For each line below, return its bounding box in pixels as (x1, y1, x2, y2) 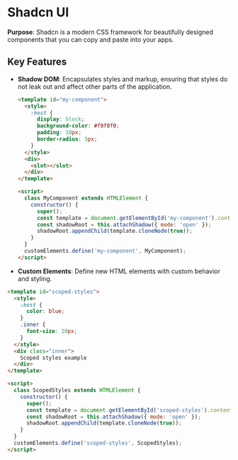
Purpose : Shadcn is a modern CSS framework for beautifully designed (7, 28, 214, 36)
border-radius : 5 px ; (36, 136, 98, 143)
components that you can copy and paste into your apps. (7, 35, 174, 43)
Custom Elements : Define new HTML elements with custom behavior (17, 267, 221, 275)
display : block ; (36, 116, 85, 123)
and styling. (17, 274, 52, 283)
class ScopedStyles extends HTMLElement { (13, 387, 141, 394)
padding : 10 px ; (36, 129, 82, 136)
